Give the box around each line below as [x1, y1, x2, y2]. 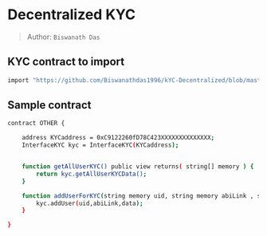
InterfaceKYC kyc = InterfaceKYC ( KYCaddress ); [22, 141, 179, 149]
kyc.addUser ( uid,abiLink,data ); [36, 199, 144, 207]
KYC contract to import [7, 55, 125, 69]
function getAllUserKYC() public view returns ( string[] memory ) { [22, 163, 254, 171]
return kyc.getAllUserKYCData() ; [36, 170, 147, 178]
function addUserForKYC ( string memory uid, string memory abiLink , [22, 191, 254, 200]
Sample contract [7, 98, 92, 112]
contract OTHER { [7, 120, 65, 128]
